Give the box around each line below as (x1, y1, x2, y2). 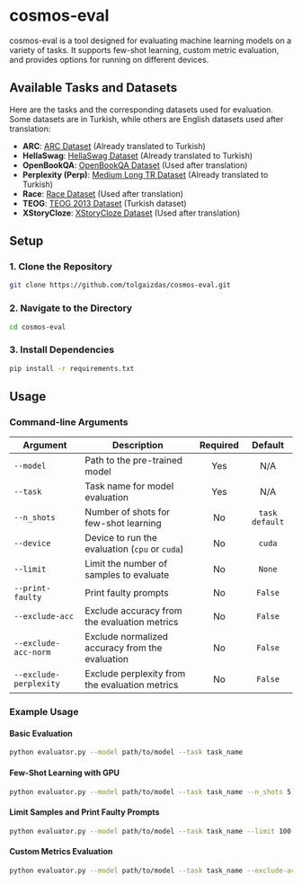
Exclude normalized (84, 631, 169, 643)
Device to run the (84, 532, 157, 544)
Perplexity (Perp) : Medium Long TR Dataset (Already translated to (22, 169, 269, 180)
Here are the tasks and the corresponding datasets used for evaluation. (9, 104, 274, 115)
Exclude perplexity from (84, 667, 186, 680)
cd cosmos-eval (9, 323, 67, 331)
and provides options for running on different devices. (9, 54, 209, 65)
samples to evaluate (84, 569, 170, 581)
